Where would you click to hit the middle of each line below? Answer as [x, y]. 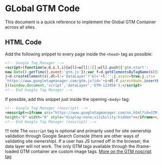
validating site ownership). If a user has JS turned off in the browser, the [77, 141]
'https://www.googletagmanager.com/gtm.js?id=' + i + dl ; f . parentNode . [75, 81]
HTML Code [24, 42]
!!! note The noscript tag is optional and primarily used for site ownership [78, 131]
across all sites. [21, 27]
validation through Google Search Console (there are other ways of [72, 136]
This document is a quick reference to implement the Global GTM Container [81, 22]
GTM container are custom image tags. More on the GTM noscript [86, 151]
